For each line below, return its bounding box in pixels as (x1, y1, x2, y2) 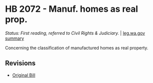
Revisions (5, 59, 36, 67)
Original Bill (12, 72, 36, 78)
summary (5, 35, 25, 41)
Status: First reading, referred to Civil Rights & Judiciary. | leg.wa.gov (5, 30, 146, 36)
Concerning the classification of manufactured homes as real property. (5, 45, 149, 51)
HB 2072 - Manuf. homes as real (5, 3, 138, 15)
